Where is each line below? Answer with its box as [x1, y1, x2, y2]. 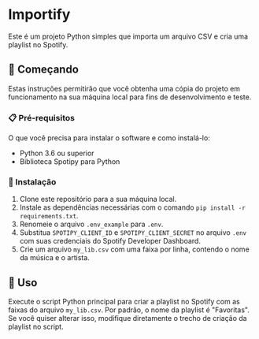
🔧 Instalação [8, 176, 57, 187]
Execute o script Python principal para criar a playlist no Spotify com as [8, 297, 240, 307]
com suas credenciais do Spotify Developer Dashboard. [19, 237, 201, 246]
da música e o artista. [19, 253, 91, 263]
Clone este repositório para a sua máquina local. [19, 195, 177, 204]
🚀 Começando [8, 63, 79, 76]
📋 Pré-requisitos [8, 112, 75, 123]
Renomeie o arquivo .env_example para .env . [19, 219, 164, 229]
